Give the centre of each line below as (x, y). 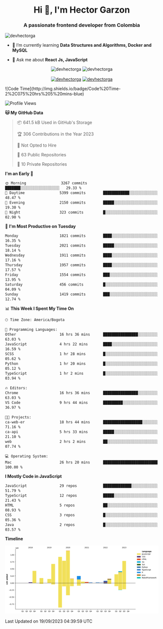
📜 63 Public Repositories (42, 155)
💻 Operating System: (27, 457)
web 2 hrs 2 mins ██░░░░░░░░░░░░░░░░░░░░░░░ (81, 442)
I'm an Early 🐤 (19, 174)
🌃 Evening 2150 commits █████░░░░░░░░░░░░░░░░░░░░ (81, 203)
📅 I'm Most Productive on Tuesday (41, 227)
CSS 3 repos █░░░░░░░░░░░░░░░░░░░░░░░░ (81, 515)
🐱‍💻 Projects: (18, 418)
